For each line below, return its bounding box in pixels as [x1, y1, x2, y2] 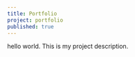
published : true [7, 23, 54, 30]
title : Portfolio [7, 10, 57, 17]
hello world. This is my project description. [7, 42, 129, 51]
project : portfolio [7, 17, 64, 24]
